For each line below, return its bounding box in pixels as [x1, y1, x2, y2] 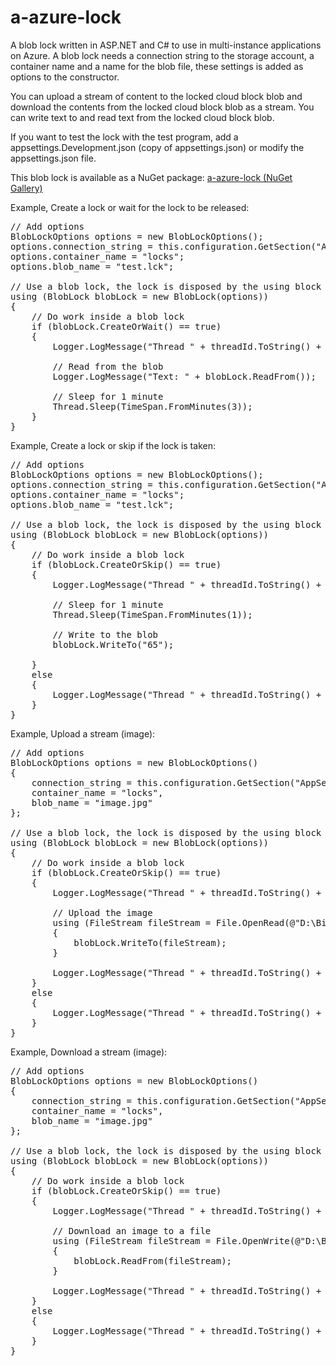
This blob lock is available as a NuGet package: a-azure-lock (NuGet [10, 171, 293, 183]
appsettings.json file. [10, 152, 97, 164]
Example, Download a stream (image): [10, 1046, 168, 1058]
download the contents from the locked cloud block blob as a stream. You [10, 101, 315, 113]
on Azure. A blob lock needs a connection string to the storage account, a [10, 49, 315, 61]
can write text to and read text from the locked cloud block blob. [10, 111, 275, 123]
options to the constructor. [10, 71, 120, 83]
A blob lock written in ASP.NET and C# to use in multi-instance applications [10, 39, 322, 51]
